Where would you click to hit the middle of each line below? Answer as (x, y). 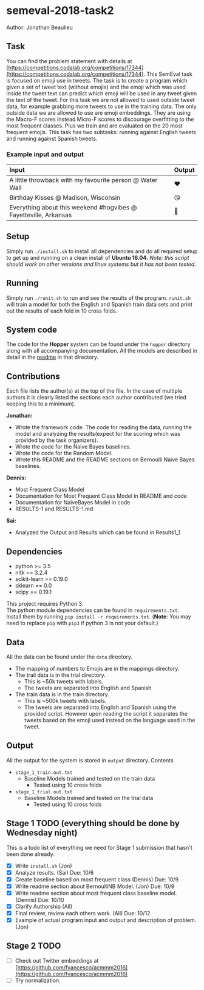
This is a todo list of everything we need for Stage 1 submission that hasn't (99, 847)
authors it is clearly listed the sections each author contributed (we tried (97, 398)
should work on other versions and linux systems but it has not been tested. (101, 264)
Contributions (33, 376)
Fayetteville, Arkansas (41, 215)
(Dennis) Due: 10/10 (40, 900)
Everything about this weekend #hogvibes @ (73, 208)
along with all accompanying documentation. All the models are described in (102, 351)
